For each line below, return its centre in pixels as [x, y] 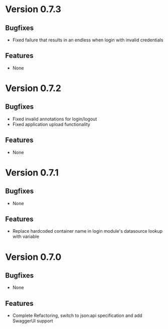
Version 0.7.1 [32, 173]
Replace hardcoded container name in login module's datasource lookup [88, 231]
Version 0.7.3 [33, 9]
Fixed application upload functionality [51, 124]
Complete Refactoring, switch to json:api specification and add [77, 315]
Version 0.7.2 [33, 88]
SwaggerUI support [33, 321]
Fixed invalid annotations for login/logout [55, 119]
